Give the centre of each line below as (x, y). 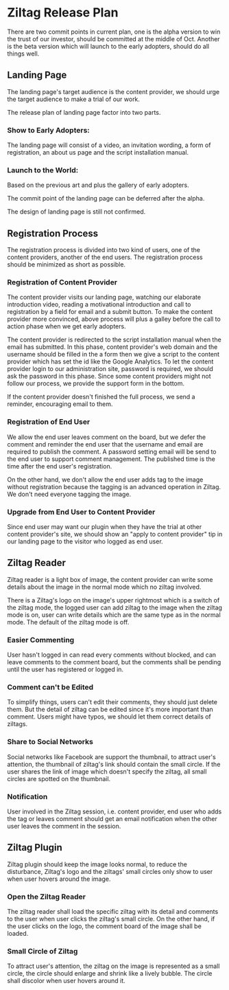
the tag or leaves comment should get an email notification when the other (112, 819)
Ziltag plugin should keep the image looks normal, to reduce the (97, 864)
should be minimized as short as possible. (66, 265)
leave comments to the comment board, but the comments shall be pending (114, 662)
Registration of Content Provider (62, 282)
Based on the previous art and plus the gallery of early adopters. (98, 185)
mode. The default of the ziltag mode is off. (68, 622)
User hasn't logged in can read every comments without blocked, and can (112, 655)
